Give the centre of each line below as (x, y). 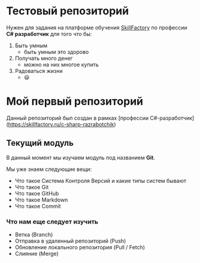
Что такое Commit (38, 206)
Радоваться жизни (39, 71)
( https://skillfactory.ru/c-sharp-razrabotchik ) (61, 124)
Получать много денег (44, 58)
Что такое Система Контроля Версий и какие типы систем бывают (101, 181)
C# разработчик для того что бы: (49, 33)
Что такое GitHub (37, 193)
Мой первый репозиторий (75, 101)
